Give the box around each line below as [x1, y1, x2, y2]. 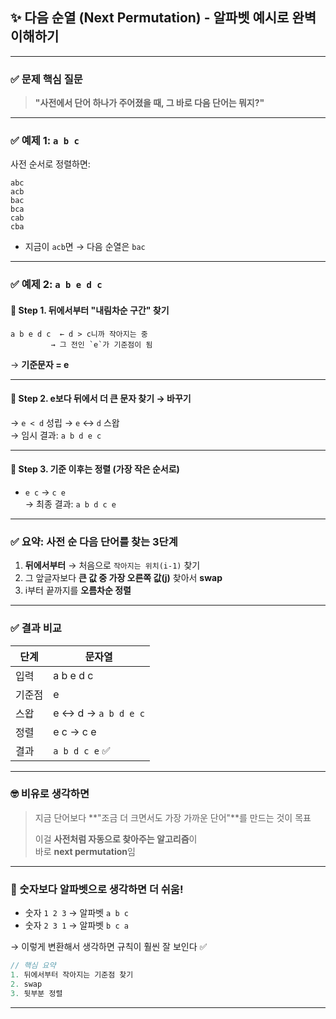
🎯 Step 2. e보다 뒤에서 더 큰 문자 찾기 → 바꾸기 [10, 393, 192, 405]
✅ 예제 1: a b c [10, 134, 80, 148]
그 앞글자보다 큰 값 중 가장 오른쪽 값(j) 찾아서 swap [24, 572, 223, 584]
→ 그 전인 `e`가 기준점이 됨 [50, 339, 153, 350]
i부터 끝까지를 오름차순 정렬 [24, 584, 132, 597]
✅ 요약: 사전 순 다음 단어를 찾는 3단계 [10, 534, 178, 548]
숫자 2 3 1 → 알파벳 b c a [24, 919, 129, 932]
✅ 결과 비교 [10, 621, 62, 635]
